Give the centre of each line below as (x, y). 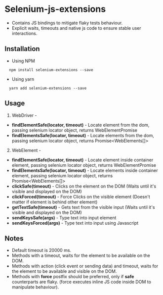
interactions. (24, 33)
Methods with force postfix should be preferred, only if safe (73, 277)
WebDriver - (24, 115)
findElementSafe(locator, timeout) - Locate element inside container (82, 160)
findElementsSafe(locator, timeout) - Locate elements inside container (85, 170)
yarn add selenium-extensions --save (48, 88)
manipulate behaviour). (35, 287)
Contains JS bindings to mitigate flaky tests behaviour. (67, 23)
